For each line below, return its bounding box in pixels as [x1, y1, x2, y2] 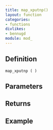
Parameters [5, 82, 43, 91]
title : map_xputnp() [5, 7, 49, 13]
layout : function [5, 12, 42, 17]
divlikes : [5, 27, 26, 32]
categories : [5, 17, 30, 22]
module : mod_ [5, 36, 33, 41]
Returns [5, 99, 31, 108]
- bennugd [5, 31, 26, 36]
